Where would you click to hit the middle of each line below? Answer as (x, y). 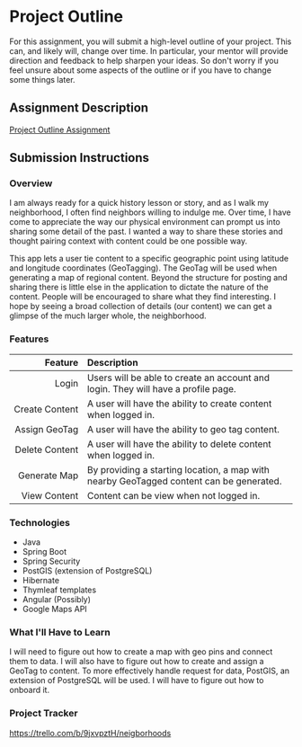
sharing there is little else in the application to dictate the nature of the (139, 287)
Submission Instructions (80, 158)
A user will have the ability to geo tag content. (183, 429)
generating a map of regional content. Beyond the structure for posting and (148, 278)
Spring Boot (44, 552)
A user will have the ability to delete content (179, 444)
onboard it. (30, 690)
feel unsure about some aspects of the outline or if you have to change (141, 70)
